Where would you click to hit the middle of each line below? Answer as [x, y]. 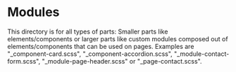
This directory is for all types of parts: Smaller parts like [88, 31]
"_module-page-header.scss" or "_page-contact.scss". [122, 61]
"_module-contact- [201, 54]
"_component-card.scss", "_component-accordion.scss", [90, 54]
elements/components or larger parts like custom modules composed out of [118, 38]
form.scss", [24, 61]
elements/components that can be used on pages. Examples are [101, 46]
